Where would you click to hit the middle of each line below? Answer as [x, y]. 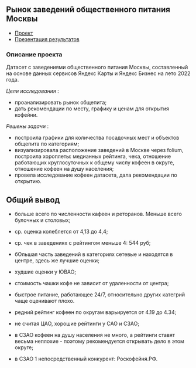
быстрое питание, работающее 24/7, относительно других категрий [100, 294]
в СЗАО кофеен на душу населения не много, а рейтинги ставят [95, 335]
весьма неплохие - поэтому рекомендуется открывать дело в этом [99, 341]
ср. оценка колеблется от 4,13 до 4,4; [61, 231]
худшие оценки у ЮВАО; [45, 272]
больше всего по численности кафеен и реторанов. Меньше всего [98, 214]
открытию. [28, 181]
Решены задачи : [27, 126]
